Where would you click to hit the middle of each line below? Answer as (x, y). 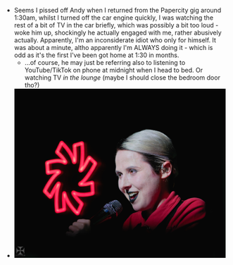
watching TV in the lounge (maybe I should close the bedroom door (122, 78)
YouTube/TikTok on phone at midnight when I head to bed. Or (113, 70)
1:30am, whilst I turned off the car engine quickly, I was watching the (113, 18)
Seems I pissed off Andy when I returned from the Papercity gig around (118, 10)
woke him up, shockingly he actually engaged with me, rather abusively (118, 32)
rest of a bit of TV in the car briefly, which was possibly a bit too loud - (116, 25)
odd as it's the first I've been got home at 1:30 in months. (96, 55)
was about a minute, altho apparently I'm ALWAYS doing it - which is (113, 48)
